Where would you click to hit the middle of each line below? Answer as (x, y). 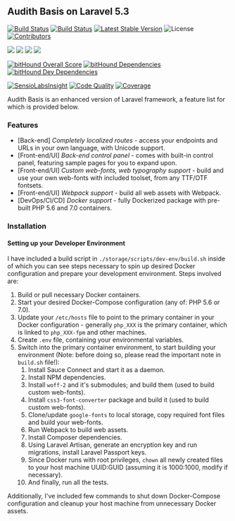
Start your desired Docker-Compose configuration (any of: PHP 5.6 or (119, 302)
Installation (27, 227)
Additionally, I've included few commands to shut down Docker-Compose (114, 496)
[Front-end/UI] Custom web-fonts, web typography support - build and (120, 170)
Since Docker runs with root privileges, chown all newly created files (126, 460)
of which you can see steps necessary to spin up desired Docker (101, 266)
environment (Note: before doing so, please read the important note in (119, 355)
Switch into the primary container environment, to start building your (116, 347)
